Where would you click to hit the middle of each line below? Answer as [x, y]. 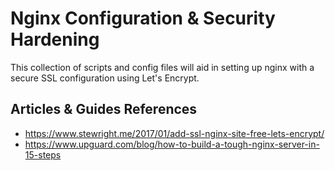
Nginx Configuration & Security [143, 18]
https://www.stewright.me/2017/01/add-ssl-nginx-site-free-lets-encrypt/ [174, 133]
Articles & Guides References [104, 109]
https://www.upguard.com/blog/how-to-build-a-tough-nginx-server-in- [172, 144]
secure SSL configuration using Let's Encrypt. [105, 78]
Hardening [55, 39]
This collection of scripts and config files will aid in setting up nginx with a [162, 67]
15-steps [43, 154]
